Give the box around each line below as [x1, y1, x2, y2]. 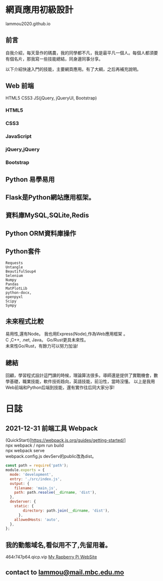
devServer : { [10, 499, 36, 504]
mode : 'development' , [10, 472, 54, 477]
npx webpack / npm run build [5, 442, 64, 449]
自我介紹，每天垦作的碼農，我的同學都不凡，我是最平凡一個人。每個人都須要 [5, 49, 158, 56]
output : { [10, 481, 30, 486]
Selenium [5, 273, 23, 278]
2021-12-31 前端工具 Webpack [5, 424, 98, 432]
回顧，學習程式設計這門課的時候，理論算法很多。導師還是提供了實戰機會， [5, 372, 154, 378]
